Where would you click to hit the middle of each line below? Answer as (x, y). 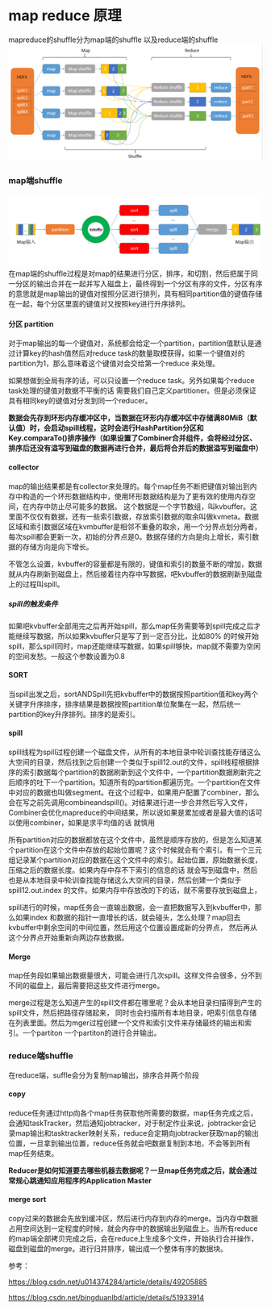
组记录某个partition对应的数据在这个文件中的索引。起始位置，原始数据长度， (135, 860)
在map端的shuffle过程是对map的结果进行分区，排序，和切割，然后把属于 (130, 273)
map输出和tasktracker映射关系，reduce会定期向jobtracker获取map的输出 (137, 1133)
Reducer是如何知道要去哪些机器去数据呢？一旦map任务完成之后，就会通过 (133, 1170)
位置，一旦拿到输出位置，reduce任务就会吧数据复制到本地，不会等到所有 (130, 1143)
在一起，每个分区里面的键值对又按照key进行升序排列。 (99, 304)
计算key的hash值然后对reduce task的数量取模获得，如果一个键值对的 (130, 353)
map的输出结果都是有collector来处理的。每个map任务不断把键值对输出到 (129, 486)
